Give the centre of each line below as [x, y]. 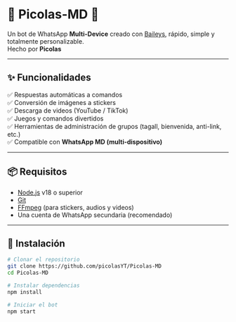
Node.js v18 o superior [50, 192]
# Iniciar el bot [33, 305]
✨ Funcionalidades [49, 78]
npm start [22, 311]
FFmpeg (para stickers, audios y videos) [76, 207]
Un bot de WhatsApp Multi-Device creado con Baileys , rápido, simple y [111, 34]
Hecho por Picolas [34, 49]
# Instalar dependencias [44, 285]
